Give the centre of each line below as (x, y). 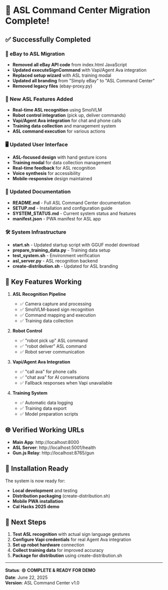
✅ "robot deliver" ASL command (53, 346)
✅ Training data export (43, 408)
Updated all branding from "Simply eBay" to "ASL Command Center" (83, 80)
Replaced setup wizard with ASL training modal (62, 75)
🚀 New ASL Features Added (39, 99)
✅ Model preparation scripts (49, 414)
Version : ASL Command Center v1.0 (42, 583)
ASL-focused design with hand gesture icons (59, 157)
